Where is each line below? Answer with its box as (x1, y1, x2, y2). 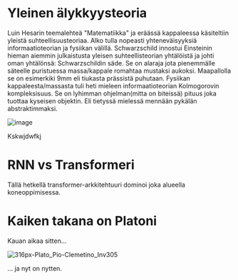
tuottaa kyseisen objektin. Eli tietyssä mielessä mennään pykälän (7, 96, 197, 105)
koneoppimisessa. (7, 187, 61, 197)
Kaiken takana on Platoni (7, 213, 157, 229)
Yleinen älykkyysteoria (7, 5, 148, 21)
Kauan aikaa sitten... (7, 237, 67, 245)
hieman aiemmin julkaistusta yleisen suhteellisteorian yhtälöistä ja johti (7, 51, 214, 60)
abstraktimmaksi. (7, 104, 58, 113)
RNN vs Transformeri (7, 157, 135, 173)
